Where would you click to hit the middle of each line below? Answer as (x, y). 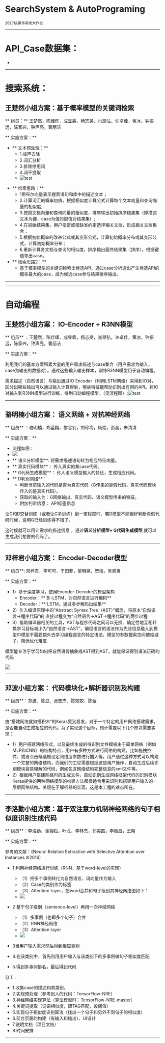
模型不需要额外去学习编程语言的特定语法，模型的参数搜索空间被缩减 (90, 634)
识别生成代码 (37, 818)
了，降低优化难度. (30, 641)
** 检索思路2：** (29, 262)
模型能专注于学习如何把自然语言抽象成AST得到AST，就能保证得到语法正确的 (82, 651)
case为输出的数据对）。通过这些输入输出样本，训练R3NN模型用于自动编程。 (82, 370)
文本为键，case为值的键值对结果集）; (57, 219)
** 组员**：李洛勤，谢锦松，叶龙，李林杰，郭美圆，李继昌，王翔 (70, 831)
